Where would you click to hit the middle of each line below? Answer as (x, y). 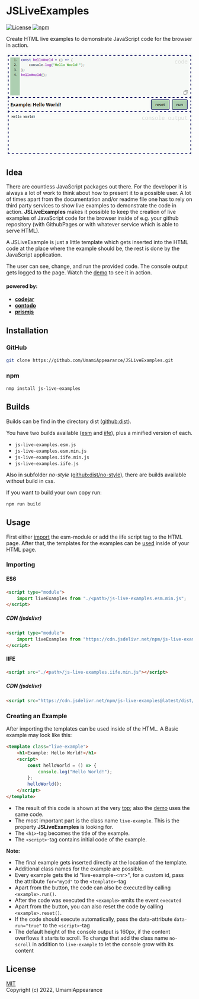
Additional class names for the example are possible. (79, 869)
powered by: (22, 286)
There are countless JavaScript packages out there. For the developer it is (97, 187)
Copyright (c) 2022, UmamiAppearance (54, 990)
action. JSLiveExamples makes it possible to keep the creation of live (91, 212)
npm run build (24, 504)
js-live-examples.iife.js (46, 463)
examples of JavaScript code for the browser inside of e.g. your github (92, 218)
